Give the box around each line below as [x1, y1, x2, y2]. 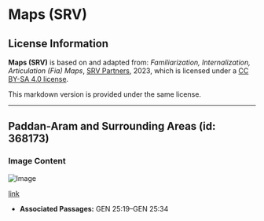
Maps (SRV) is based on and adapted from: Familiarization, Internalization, [8, 57, 251, 67]
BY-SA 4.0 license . [8, 75, 69, 83]
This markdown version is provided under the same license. [8, 90, 202, 99]
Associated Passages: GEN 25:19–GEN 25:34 [19, 204, 169, 213]
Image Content [8, 156, 67, 167]
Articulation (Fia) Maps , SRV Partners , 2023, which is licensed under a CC [8, 66, 249, 76]
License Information [8, 37, 108, 50]
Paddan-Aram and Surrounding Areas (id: [8, 120, 216, 133]
